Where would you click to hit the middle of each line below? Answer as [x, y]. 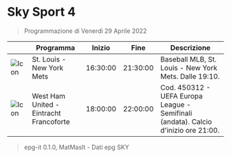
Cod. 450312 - [186, 88]
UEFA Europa [181, 96]
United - [46, 105]
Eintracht [46, 113]
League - [176, 105]
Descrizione [190, 47]
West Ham [48, 96]
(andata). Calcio [186, 122]
